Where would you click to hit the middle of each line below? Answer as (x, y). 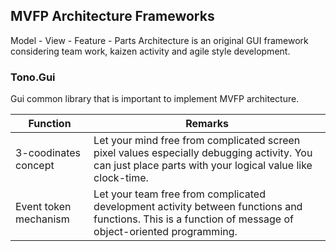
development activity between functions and (198, 207)
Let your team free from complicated (179, 194)
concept (35, 166)
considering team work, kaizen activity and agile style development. (150, 51)
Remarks (207, 124)
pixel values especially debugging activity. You (203, 153)
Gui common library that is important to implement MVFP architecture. (155, 99)
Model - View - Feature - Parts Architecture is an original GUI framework (159, 40)
